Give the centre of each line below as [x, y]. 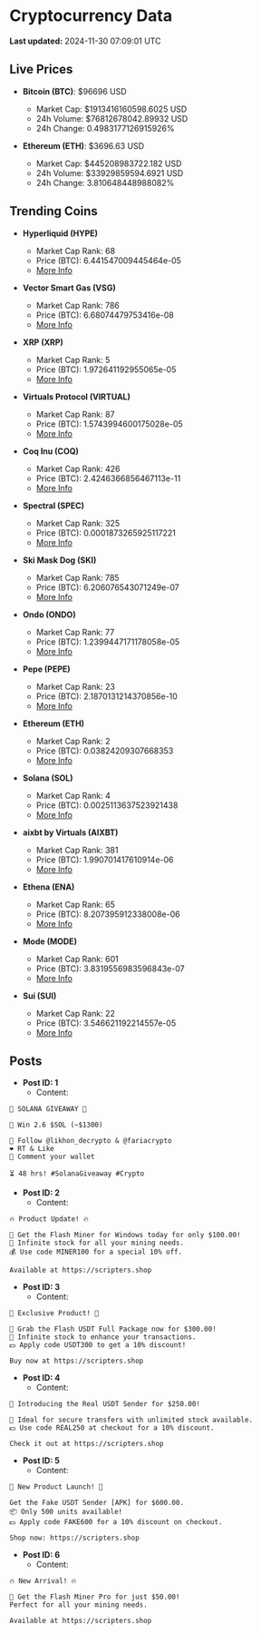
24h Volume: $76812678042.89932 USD [112, 118]
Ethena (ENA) [48, 887]
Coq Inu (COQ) [51, 451]
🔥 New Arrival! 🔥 [43, 1581]
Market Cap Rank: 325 [78, 523]
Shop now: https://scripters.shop [75, 1538]
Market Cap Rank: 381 [77, 850]
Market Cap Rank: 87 [75, 414]
